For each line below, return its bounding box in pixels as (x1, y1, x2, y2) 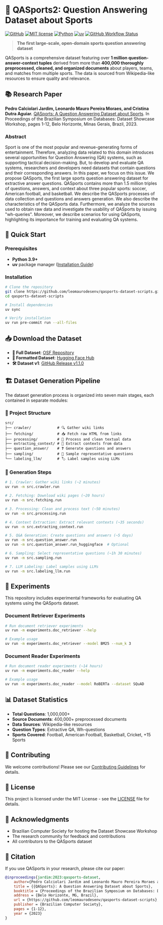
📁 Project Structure (5, 409, 51, 416)
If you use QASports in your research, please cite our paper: (5, 865, 125, 871)
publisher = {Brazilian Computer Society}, (14, 902, 103, 907)
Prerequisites (5, 245, 37, 252)
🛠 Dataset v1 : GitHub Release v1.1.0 (12, 360, 84, 366)
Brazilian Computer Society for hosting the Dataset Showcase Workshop (12, 828, 158, 834)
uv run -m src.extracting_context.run (5, 524, 83, 529)
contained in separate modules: (5, 397, 68, 403)
